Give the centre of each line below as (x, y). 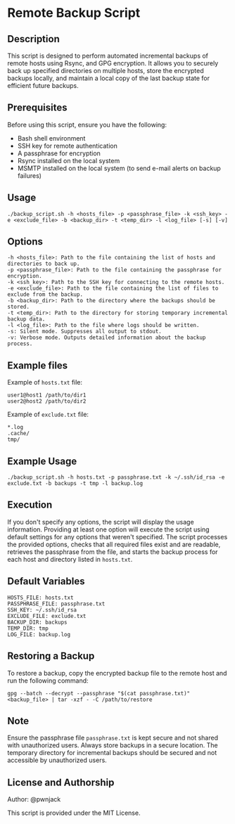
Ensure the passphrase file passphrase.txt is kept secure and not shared (113, 738)
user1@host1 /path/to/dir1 (47, 395)
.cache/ (19, 434)
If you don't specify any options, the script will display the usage (101, 522)
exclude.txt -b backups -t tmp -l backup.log (75, 484)
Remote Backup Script (74, 13)
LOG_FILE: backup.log (39, 634)
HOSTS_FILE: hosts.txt (40, 598)
